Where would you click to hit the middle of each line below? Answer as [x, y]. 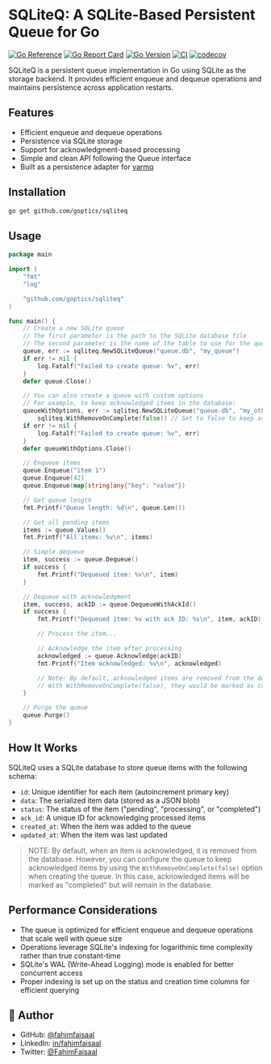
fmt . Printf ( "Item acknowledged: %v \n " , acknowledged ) [129, 663]
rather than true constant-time [70, 956]
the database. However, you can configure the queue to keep [130, 858]
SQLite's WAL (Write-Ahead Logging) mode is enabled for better [127, 964]
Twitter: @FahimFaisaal [59, 1052]
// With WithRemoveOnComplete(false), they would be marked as [146, 685]
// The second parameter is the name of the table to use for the [137, 344]
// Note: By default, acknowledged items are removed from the [146, 678]
